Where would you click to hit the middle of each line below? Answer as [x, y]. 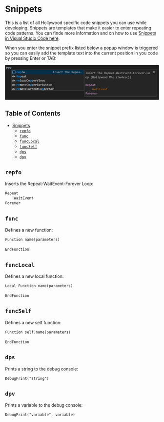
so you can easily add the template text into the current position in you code [82, 53]
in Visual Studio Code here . [32, 38]
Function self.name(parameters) [38, 332]
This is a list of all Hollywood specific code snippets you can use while [76, 23]
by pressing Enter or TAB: [31, 58]
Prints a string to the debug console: [42, 369]
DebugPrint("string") [27, 378]
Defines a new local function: [34, 276]
